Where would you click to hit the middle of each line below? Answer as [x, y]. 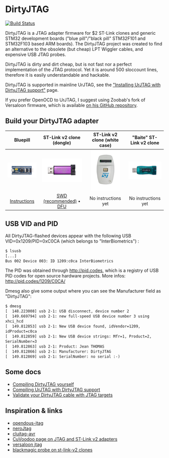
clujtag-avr [24, 434]
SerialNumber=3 [21, 341]
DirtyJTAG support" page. [32, 90]
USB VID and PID [32, 224]
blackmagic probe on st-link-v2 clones [53, 449]
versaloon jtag [27, 444]
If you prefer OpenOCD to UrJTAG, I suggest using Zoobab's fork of [75, 100]
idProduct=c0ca [21, 331]
